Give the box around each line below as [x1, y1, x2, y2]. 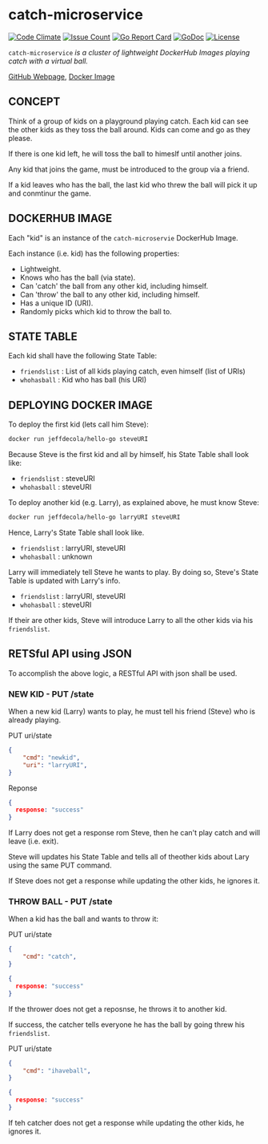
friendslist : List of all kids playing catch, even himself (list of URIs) [19, 366, 246, 376]
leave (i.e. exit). [8, 836, 59, 847]
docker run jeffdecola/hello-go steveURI [8, 435, 149, 443]
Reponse [8, 783, 38, 793]
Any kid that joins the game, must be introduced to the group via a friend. [8, 164, 250, 174]
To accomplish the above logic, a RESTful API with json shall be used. [8, 668, 238, 678]
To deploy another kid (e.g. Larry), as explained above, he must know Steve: [8, 498, 260, 507]
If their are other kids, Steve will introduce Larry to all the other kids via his [8, 615, 254, 625]
